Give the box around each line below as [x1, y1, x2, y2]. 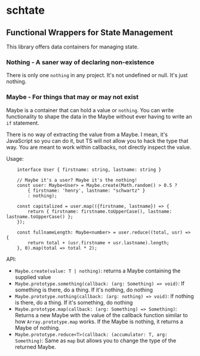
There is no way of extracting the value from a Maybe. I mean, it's [6, 131, 168, 138]
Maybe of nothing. [14, 324, 61, 332]
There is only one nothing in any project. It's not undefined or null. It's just [6, 72, 188, 79]
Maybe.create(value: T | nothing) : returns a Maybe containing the [14, 267, 181, 274]
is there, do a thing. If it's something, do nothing [14, 299, 133, 306]
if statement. [6, 119, 40, 126]
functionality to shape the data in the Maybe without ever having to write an [6, 113, 192, 120]
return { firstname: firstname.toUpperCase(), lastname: [27, 208, 172, 214]
